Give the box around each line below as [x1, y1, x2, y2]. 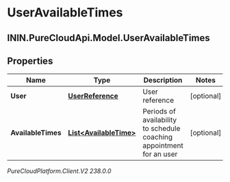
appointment [142, 141, 183, 151]
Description [143, 75, 183, 85]
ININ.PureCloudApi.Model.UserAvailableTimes [7, 32, 210, 44]
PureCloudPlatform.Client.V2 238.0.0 [7, 167, 112, 175]
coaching [142, 132, 173, 142]
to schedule [142, 124, 181, 133]
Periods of [142, 107, 176, 116]
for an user [142, 149, 178, 159]
